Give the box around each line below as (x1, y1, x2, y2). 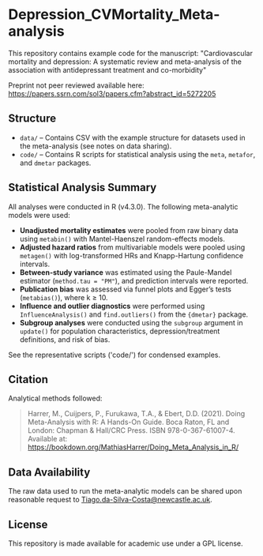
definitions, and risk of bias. (19, 334, 111, 344)
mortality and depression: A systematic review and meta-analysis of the (8, 57, 242, 66)
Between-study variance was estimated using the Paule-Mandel (19, 267, 232, 277)
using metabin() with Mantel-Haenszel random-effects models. (19, 234, 225, 243)
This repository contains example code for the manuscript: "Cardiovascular (8, 48, 253, 58)
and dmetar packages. (19, 158, 92, 167)
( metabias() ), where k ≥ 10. (19, 292, 108, 302)
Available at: (27, 434, 68, 444)
